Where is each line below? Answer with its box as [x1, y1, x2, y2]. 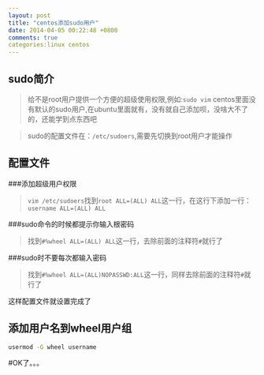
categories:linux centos [8, 41, 90, 49]
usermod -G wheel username [8, 343, 97, 351]
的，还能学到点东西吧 [27, 114, 97, 123]
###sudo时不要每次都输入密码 [8, 253, 107, 262]
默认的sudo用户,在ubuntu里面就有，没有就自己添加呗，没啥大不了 [34, 104, 248, 114]
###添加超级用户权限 [8, 178, 77, 188]
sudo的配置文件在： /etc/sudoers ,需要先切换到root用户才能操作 [27, 131, 232, 141]
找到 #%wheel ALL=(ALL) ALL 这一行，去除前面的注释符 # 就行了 [27, 236, 223, 246]
